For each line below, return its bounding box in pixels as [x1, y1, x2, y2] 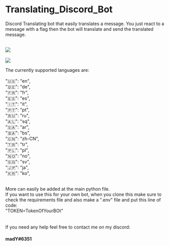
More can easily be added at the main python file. [5, 186, 110, 192]
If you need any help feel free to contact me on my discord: [5, 224, 131, 230]
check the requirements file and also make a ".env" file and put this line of [5, 196, 161, 203]
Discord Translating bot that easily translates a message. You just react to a [5, 20, 164, 27]
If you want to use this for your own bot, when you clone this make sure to [5, 191, 162, 197]
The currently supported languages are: [5, 67, 90, 73]
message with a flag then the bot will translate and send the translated [5, 26, 154, 32]
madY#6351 [5, 236, 32, 242]
